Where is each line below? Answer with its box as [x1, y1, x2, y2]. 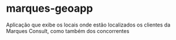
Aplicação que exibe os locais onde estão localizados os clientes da [6, 21, 171, 28]
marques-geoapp [6, 2, 93, 15]
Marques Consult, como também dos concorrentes [6, 27, 130, 34]
